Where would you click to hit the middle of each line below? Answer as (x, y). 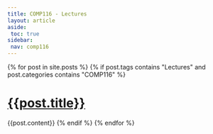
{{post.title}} (47, 103)
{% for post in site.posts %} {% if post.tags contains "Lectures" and (106, 67)
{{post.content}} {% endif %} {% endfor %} (71, 123)
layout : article (31, 21)
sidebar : (20, 40)
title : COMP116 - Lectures (47, 14)
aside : (17, 27)
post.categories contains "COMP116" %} (67, 74)
